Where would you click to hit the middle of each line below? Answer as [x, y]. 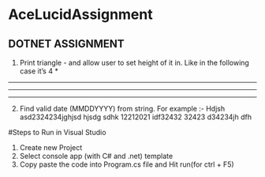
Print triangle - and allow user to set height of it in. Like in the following [134, 62]
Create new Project [51, 147]
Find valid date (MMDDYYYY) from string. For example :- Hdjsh [122, 109]
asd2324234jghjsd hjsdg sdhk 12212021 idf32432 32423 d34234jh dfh [136, 117]
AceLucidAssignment [80, 15]
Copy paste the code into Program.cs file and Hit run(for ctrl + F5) [127, 164]
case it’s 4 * [39, 71]
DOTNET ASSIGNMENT [66, 44]
